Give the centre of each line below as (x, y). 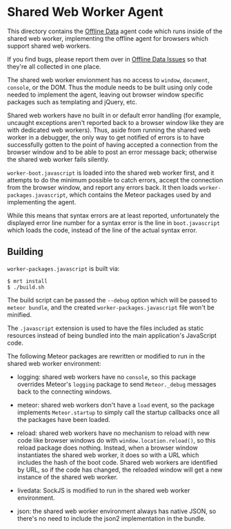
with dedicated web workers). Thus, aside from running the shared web (109, 130)
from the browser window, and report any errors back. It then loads (102, 187)
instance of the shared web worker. (68, 477)
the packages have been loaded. (63, 419)
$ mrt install (28, 281)
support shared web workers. (49, 46)
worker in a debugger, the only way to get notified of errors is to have (106, 137)
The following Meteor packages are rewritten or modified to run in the (106, 356)
